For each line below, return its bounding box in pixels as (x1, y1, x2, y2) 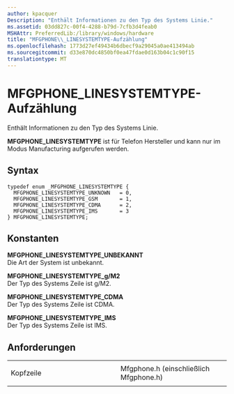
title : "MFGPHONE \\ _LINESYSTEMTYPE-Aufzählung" (7, 36, 148, 43)
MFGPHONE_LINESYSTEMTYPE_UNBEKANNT (7, 251, 144, 259)
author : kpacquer (7, 10, 58, 17)
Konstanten (7, 232, 59, 244)
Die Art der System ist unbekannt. (7, 259, 104, 267)
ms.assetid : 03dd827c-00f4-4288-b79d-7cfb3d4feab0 (7, 23, 157, 30)
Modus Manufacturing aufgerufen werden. (7, 144, 130, 153)
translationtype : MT (7, 56, 68, 63)
